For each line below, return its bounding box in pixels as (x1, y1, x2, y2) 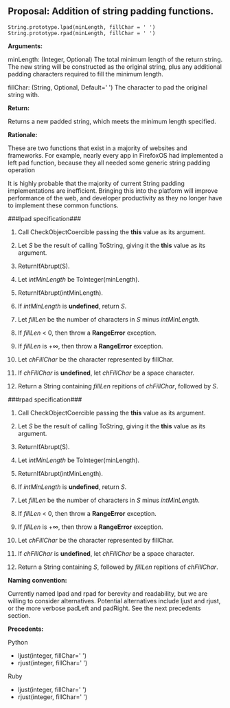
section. (8, 611, 31, 619)
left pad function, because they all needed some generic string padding (8, 158, 211, 167)
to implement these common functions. (8, 201, 119, 209)
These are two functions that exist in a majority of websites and (8, 144, 187, 152)
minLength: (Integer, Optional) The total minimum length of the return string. (8, 55, 223, 63)
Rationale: (8, 130, 38, 138)
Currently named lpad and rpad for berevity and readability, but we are (8, 589, 208, 598)
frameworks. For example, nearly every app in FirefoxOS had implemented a (8, 151, 224, 159)
